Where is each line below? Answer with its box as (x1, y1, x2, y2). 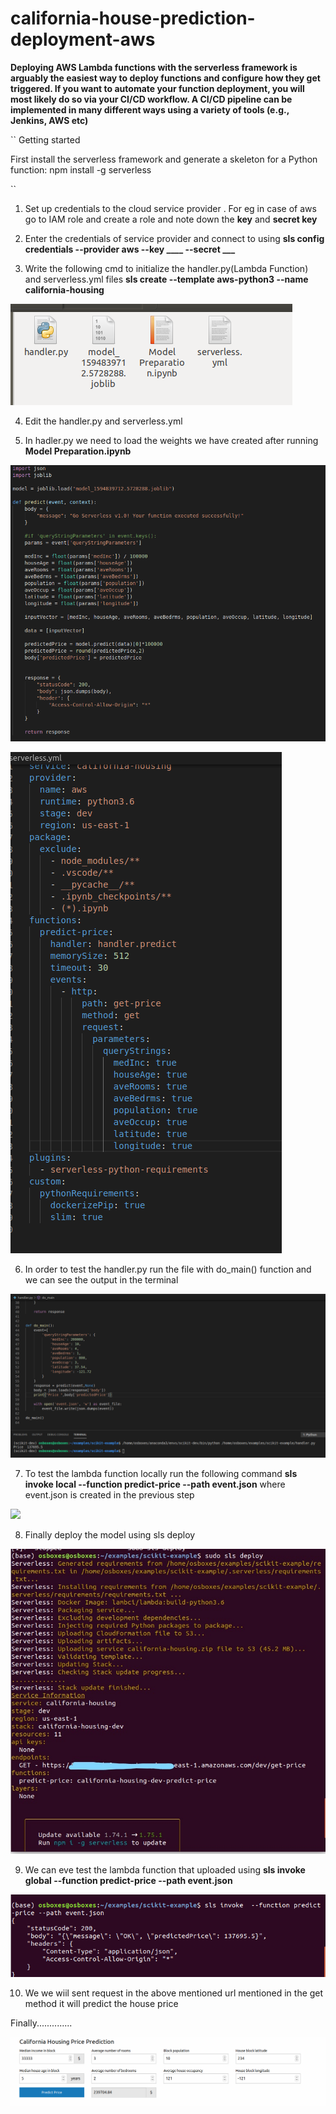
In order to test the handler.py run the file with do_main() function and (24, 1263, 312, 1276)
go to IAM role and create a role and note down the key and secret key (24, 213, 318, 225)
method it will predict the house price (24, 1998, 179, 2010)
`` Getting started (10, 133, 81, 146)
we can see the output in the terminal (24, 1274, 179, 1286)
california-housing (24, 283, 105, 296)
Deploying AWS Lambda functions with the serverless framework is (10, 61, 298, 73)
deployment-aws (10, 28, 156, 51)
